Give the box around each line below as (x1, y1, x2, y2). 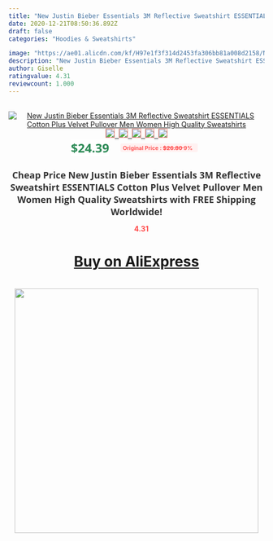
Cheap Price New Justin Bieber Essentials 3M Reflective (11, 168, 262, 182)
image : (8, 50, 31, 58)
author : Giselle (8, 64, 63, 73)
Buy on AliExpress (73, 253, 200, 271)
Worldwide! (110, 205, 162, 218)
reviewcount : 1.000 (8, 79, 75, 88)
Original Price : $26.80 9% (123, 143, 193, 152)
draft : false (8, 27, 53, 35)
